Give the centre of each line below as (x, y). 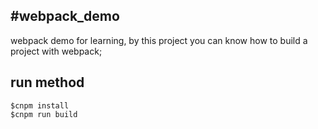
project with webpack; (56, 51)
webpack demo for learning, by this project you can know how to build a (159, 40)
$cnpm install (40, 105)
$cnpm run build (44, 114)
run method (47, 82)
